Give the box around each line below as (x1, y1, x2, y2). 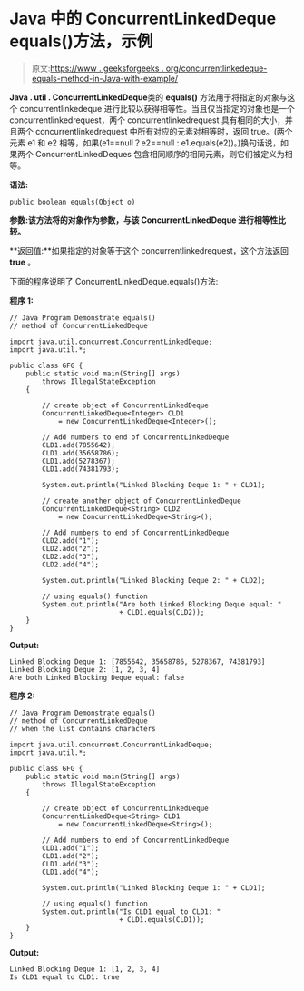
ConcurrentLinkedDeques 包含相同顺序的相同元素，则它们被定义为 (34, 148, 285, 159)
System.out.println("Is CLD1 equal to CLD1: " (42, 906, 221, 916)
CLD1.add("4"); (42, 867, 100, 876)
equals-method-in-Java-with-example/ (31, 73, 179, 84)
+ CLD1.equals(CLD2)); (119, 607, 205, 616)
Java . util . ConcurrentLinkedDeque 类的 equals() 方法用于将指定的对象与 (9, 92, 288, 103)
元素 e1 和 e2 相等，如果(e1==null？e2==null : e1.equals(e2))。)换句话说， (9, 137, 281, 148)
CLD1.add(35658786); (42, 448, 120, 457)
